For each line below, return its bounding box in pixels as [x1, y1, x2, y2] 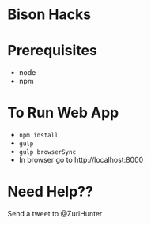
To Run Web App [7, 104, 119, 122]
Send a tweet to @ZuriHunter [7, 209, 103, 218]
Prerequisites [7, 42, 98, 60]
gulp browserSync [18, 148, 77, 156]
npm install [18, 132, 59, 140]
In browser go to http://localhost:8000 [18, 156, 144, 165]
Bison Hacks [7, 6, 92, 24]
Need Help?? [7, 183, 94, 201]
